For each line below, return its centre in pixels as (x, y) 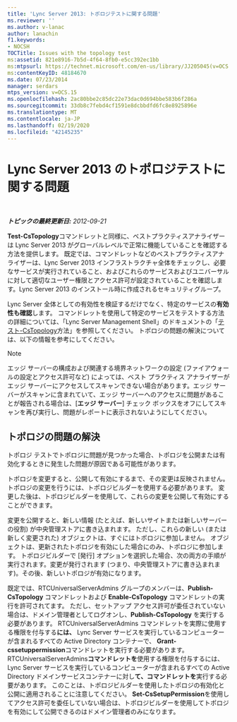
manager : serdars (33, 86)
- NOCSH (19, 47)
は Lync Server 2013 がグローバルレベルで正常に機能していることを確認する (117, 245)
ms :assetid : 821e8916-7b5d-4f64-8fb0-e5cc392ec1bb (83, 60)
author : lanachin (33, 34)
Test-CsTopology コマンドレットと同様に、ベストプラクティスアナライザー (116, 236)
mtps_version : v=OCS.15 (42, 92)
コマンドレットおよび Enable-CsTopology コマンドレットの (132, 597)
